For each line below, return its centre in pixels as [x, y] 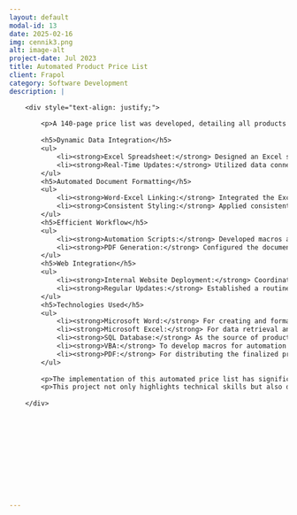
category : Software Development [69, 83]
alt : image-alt [37, 50]
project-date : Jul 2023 [53, 58]
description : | [37, 91]
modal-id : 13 [33, 26]
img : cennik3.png [41, 42]
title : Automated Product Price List [79, 67]
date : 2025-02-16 [41, 34]
